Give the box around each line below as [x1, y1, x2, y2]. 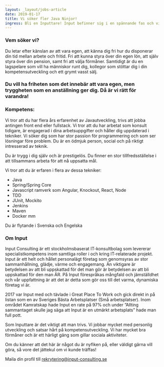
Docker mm [12, 213, 36, 219]
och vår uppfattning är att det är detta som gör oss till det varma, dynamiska [5, 277, 159, 283]
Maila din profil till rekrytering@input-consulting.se [5, 356, 107, 362]
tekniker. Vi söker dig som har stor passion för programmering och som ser [5, 133, 156, 139]
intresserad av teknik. [5, 143, 49, 149]
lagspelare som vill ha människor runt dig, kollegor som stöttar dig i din [5, 63, 147, 69]
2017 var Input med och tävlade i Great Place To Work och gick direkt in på [5, 291, 155, 298]
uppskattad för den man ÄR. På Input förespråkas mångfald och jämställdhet [5, 272, 159, 278]
